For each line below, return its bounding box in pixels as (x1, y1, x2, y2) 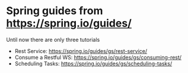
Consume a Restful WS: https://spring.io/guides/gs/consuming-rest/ (14, 54, 182, 61)
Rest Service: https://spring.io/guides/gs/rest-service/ (14, 47, 147, 54)
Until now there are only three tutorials (6, 36, 100, 43)
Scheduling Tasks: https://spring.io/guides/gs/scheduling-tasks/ (14, 60, 173, 67)
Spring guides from (6, 4, 103, 18)
